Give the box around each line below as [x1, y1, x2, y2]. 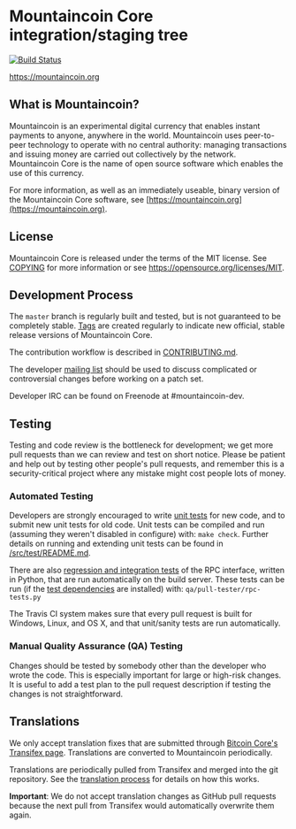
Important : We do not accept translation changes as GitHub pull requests [9, 790, 277, 802]
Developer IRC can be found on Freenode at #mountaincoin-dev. [9, 391, 245, 402]
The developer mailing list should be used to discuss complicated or [9, 365, 258, 375]
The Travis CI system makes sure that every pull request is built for [9, 609, 253, 619]
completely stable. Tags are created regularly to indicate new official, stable [9, 320, 285, 331]
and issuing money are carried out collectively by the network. [9, 149, 237, 159]
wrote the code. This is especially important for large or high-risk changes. [9, 670, 282, 680]
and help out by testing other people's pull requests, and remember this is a [9, 458, 285, 470]
